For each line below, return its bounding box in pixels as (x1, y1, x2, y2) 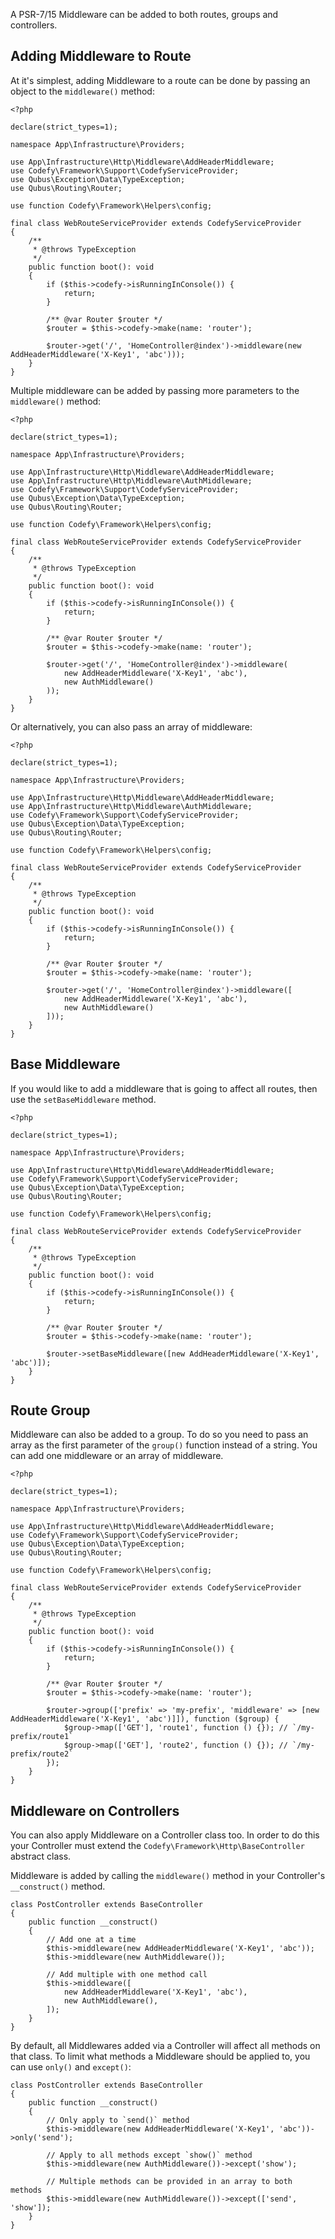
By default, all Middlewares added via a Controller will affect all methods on (10, 2040, 321, 2052)
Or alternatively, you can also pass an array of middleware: (10, 720, 253, 733)
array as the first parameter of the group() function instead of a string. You (10, 1439, 318, 1451)
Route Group (10, 1402, 91, 1419)
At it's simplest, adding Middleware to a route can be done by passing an (10, 74, 311, 86)
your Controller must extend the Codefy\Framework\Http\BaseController (10, 1840, 305, 1852)
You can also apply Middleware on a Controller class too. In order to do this (10, 1829, 320, 1841)
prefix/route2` (10, 1749, 74, 1759)
